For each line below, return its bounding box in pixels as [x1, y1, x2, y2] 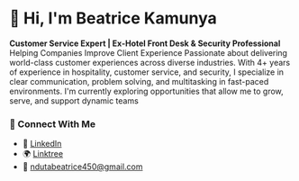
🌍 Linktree [22, 149, 64, 159]
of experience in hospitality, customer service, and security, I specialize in [9, 67, 285, 77]
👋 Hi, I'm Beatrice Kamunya [9, 8, 218, 29]
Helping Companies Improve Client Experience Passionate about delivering [9, 47, 288, 58]
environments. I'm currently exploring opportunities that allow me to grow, [9, 86, 284, 96]
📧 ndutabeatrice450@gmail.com [22, 161, 143, 172]
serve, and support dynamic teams [9, 95, 140, 106]
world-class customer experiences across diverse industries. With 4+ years [9, 57, 291, 68]
